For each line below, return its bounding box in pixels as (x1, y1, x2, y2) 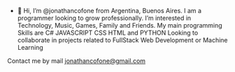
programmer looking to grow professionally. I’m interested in (17, 14, 192, 22)
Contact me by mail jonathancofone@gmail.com (7, 57, 145, 65)
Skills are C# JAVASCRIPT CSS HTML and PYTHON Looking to (17, 28, 199, 37)
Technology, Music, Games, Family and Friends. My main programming (17, 21, 222, 29)
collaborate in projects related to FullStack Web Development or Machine (17, 36, 228, 44)
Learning (17, 44, 43, 51)
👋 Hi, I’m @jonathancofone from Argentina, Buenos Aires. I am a (17, 7, 201, 15)
